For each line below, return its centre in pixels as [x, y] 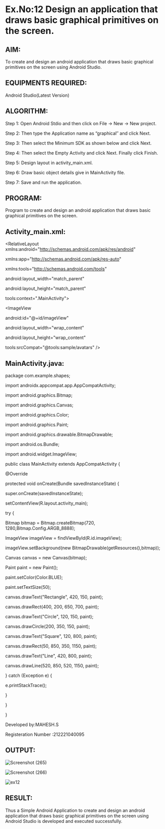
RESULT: [19, 798]
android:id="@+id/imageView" [37, 318]
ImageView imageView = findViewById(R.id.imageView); [64, 538]
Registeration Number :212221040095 [45, 734]
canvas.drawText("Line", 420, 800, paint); [49, 656]
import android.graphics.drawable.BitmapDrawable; [59, 435]
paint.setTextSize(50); [28, 587]
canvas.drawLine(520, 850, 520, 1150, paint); [52, 666]
